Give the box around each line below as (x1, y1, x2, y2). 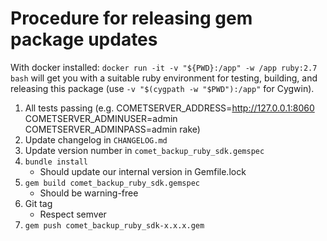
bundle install (24, 157, 89, 167)
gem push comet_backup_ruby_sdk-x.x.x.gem (24, 220, 205, 231)
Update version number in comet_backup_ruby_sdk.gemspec (24, 144, 265, 156)
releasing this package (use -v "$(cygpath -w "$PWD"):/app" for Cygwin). (10, 82, 315, 94)
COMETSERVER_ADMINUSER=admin (24, 112, 178, 124)
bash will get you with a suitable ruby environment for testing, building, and (10, 72, 318, 84)
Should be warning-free (39, 187, 139, 199)
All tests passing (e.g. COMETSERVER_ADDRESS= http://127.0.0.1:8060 (24, 102, 315, 114)
